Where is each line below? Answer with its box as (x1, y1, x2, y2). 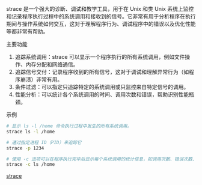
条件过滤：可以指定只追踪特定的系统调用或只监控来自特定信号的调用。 (14, 83, 189, 90)
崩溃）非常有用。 (20, 76, 63, 83)
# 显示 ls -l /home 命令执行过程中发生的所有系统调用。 (6, 123, 132, 129)
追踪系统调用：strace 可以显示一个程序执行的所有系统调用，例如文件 (14, 53, 185, 60)
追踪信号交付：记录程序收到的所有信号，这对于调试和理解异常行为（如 (14, 68, 189, 75)
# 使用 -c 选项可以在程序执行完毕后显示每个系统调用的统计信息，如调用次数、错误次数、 (6, 156, 197, 162)
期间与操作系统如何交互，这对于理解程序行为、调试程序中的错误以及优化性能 (6, 20, 196, 27)
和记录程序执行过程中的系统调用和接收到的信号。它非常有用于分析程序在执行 (6, 13, 196, 20)
